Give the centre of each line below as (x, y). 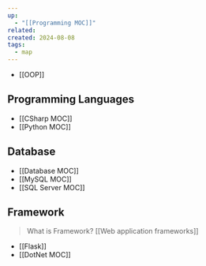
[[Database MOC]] (49, 170)
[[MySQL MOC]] (45, 179)
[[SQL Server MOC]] (52, 187)
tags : (16, 45)
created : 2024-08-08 (41, 37)
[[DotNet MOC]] (45, 255)
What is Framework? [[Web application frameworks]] (112, 231)
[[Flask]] (32, 246)
